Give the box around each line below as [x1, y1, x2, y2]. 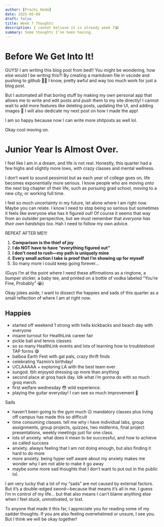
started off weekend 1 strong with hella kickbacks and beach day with [12, 322, 153, 328]
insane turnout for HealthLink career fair [12, 332, 94, 338]
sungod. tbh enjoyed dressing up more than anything [12, 369, 119, 375]
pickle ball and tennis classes [12, 338, 72, 344]
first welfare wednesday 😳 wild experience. [12, 385, 101, 390]
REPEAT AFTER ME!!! [5, 230, 47, 236]
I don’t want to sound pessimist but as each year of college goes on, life [5, 175, 150, 181]
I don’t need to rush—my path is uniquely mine [12, 250, 109, 256]
